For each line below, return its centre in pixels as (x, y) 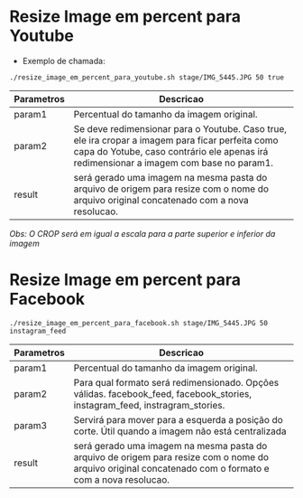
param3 (31, 425)
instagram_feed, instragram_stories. (149, 405)
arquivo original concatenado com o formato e (171, 468)
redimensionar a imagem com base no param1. (173, 163)
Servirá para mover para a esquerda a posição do (179, 419)
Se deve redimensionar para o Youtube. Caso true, (180, 128)
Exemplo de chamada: (64, 61)
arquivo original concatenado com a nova (161, 200)
